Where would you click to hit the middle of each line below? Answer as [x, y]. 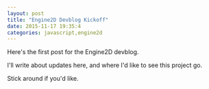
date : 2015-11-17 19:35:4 [44, 26]
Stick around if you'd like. [43, 79]
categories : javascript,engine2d [55, 33]
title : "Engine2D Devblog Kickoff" [58, 20]
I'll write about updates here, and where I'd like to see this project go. [105, 65]
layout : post [26, 13]
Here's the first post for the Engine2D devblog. [73, 52]
